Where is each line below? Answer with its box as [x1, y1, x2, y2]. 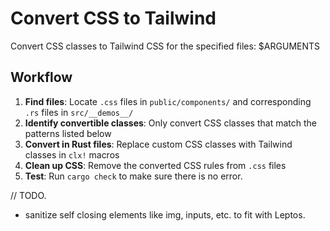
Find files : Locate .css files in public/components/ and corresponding [24, 95, 312, 107]
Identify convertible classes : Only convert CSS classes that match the [24, 117, 317, 129]
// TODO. [10, 189, 47, 201]
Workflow [10, 69, 73, 86]
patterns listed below [24, 127, 112, 139]
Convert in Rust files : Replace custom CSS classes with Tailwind [24, 138, 293, 150]
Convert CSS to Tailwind [10, 7, 217, 30]
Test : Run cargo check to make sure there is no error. [24, 170, 243, 182]
